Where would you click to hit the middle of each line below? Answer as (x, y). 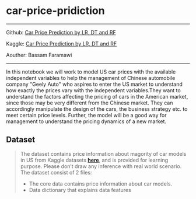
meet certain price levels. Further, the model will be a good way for (87, 115)
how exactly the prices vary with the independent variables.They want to (93, 90)
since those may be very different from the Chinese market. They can (90, 103)
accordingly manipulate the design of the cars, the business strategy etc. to (97, 109)
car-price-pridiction (55, 11)
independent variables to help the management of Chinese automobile (91, 78)
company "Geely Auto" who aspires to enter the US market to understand (94, 84)
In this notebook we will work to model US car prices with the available (91, 72)
